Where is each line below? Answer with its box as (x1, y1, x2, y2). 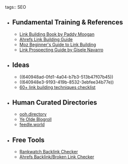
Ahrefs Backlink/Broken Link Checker (19, 154, 94, 160)
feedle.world (19, 122, 45, 127)
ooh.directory (19, 111, 47, 117)
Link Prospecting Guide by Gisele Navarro (19, 46, 104, 53)
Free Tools (12, 136, 45, 144)
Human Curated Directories (12, 99, 97, 107)
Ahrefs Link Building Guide (19, 36, 73, 42)
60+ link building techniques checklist (19, 84, 96, 90)
